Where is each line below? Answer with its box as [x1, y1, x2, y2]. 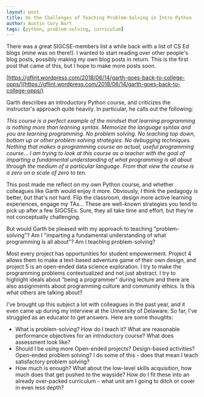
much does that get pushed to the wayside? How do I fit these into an [15, 371, 190, 379]
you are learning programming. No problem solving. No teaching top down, [6, 130, 195, 137]
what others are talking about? [6, 289, 83, 296]
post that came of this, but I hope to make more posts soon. [6, 62, 157, 70]
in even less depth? [15, 384, 64, 392]
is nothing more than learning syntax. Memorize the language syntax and [6, 123, 191, 131]
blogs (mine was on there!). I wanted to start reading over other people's [6, 49, 189, 57]
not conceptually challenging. [6, 213, 81, 220]
